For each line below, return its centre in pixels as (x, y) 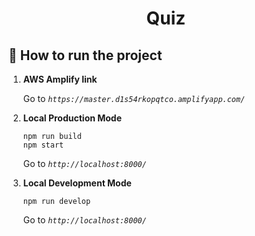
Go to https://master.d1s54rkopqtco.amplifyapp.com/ (134, 98)
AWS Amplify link (60, 79)
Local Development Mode (77, 183)
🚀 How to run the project (85, 55)
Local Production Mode (72, 118)
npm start (43, 145)
